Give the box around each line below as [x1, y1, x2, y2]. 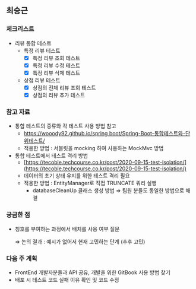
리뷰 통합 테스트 [14, 39, 52, 46]
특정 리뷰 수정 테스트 [32, 62, 81, 69]
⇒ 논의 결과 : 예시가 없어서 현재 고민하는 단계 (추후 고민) [14, 238, 146, 245]
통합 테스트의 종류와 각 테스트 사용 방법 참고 [14, 122, 117, 129]
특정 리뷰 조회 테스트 [32, 54, 81, 61]
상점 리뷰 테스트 [23, 77, 61, 84]
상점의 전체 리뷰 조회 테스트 [32, 84, 96, 91]
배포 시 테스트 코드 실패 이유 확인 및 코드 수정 [14, 276, 119, 283]
